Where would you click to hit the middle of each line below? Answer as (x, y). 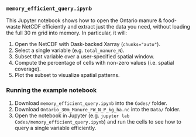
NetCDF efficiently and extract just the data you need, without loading (106, 27)
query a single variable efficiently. (55, 128)
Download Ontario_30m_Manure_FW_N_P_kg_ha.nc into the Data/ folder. (97, 109)
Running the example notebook (51, 90)
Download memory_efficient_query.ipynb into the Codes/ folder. (91, 103)
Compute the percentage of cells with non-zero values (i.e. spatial (94, 63)
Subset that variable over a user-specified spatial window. (85, 57)
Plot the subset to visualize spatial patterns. (67, 75)
